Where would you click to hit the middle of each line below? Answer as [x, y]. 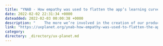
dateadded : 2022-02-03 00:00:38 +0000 [44, 18]
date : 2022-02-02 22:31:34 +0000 [39, 14]
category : [15, 32]
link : [10, 27]
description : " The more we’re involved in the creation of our [75, 23]
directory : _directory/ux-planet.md [42, 36]
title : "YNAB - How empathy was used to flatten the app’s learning [76, 9]
